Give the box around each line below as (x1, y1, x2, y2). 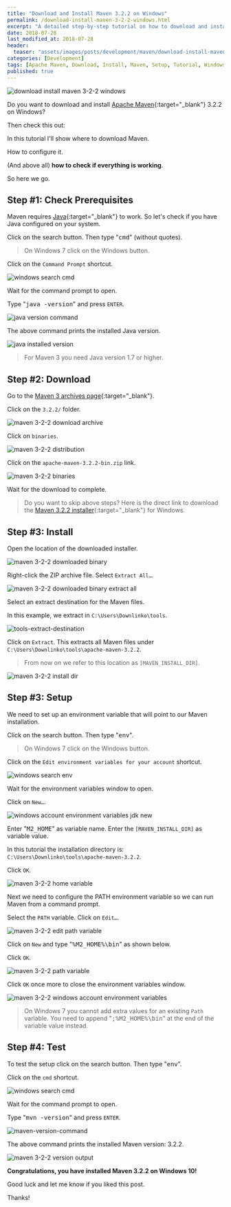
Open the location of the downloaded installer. (7, 544, 138, 552)
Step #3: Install (7, 526, 74, 538)
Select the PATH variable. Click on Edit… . (7, 913, 120, 921)
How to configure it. (7, 148, 63, 156)
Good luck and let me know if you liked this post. (7, 1180, 145, 1188)
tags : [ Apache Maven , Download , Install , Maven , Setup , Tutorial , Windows (7, 61, 226, 68)
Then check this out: (7, 121, 65, 129)
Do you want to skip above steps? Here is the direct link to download (23, 499, 219, 507)
